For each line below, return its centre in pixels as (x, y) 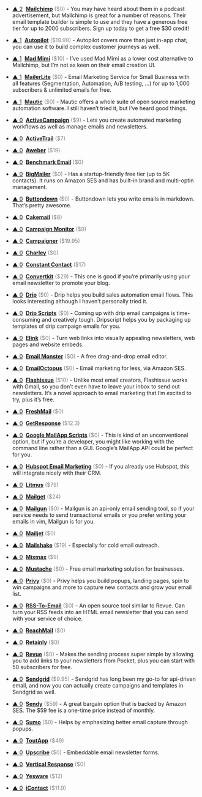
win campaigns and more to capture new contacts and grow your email (102, 587)
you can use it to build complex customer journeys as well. (86, 46)
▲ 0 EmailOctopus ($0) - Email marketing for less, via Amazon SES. (99, 368)
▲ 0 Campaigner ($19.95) (46, 241)
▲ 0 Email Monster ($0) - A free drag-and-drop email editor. (90, 356)
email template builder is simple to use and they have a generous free (100, 22)
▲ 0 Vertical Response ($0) (49, 764)
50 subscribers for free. (42, 667)
